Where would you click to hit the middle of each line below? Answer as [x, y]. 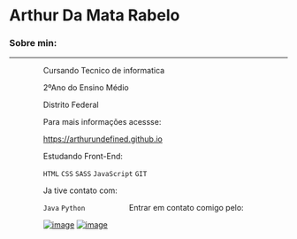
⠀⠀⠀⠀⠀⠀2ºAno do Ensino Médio [69, 88]
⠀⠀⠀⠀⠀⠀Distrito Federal [54, 105]
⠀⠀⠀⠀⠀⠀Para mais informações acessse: [85, 122]
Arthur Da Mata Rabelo [95, 15]
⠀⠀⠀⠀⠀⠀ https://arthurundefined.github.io [86, 139]
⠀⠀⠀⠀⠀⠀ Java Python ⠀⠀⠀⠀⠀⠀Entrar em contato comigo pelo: [127, 208]
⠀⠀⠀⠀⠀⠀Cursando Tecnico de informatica [87, 71]
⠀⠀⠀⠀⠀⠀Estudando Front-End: [66, 157]
